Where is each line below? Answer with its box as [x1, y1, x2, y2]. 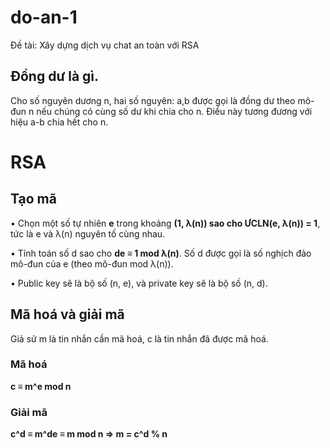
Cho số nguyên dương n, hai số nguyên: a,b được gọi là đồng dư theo [10, 94, 296, 106]
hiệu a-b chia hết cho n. [10, 116, 109, 128]
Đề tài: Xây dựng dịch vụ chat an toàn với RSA [10, 39, 200, 51]
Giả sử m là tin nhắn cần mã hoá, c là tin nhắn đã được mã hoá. [10, 332, 269, 345]
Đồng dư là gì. [10, 68, 100, 85]
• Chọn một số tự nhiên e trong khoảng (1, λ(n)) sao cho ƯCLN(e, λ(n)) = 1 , [10, 217, 321, 229]
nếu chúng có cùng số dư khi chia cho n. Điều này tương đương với [36, 105, 313, 117]
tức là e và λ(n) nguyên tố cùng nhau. [10, 227, 166, 240]
